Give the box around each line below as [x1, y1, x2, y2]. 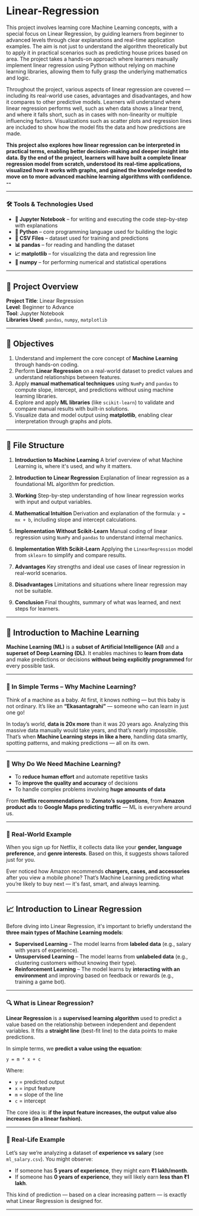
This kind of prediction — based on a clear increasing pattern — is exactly [6, 1191, 187, 1198]
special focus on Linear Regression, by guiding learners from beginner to [6, 30, 185, 37]
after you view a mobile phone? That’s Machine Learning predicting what [6, 874, 184, 881]
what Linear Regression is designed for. [6, 1197, 102, 1204]
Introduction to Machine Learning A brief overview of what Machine [14, 456, 183, 463]
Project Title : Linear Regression [6, 297, 84, 304]
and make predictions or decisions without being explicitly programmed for [6, 656, 193, 663]
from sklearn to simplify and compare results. [14, 551, 127, 558]
